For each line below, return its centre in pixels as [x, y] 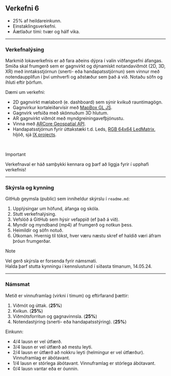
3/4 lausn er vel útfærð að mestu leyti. [52, 347]
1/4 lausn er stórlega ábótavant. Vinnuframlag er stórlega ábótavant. [84, 363]
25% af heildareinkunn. [37, 20]
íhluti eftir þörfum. [24, 82]
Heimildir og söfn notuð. [38, 230]
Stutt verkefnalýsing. [34, 214]
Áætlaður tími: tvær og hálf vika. [46, 31]
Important [16, 155]
